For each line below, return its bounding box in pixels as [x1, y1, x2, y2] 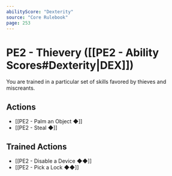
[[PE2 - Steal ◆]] [14, 124, 58, 132]
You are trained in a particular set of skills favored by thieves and [6, 78, 167, 86]
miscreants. [6, 84, 35, 92]
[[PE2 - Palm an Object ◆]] [14, 118, 83, 125]
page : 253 [6, 20, 31, 26]
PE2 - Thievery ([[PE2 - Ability [6, 45, 159, 59]
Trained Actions [6, 141, 67, 151]
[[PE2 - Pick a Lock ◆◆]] [14, 163, 79, 171]
